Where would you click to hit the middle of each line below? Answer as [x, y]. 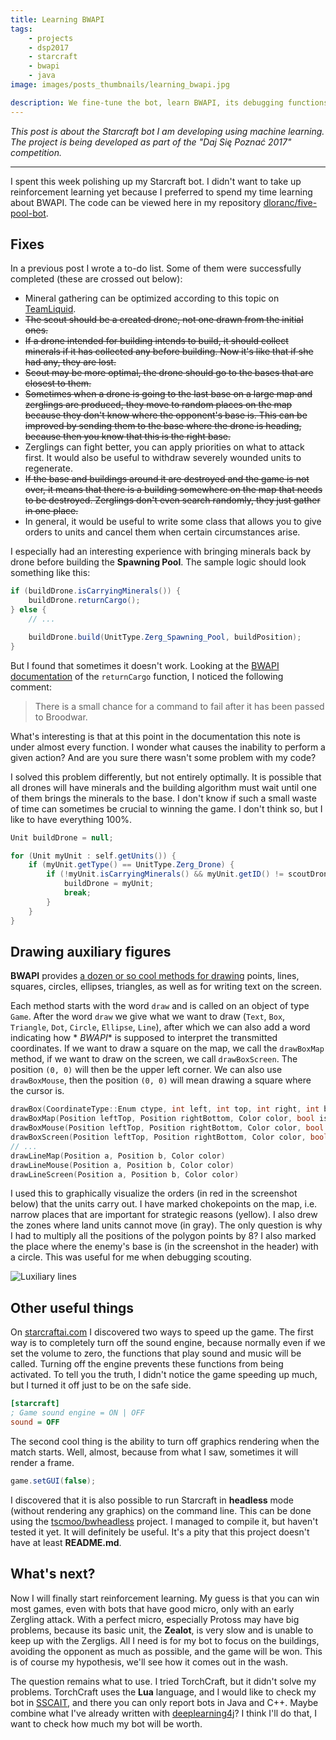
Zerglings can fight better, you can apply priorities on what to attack [164, 447]
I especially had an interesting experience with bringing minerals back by [161, 552]
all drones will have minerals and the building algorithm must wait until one [163, 787]
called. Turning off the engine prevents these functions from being [147, 1364]
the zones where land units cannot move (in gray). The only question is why [166, 1225]
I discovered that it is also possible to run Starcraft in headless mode [152, 1500]
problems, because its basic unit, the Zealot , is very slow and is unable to [162, 1630]
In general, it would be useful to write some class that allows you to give [173, 522]
